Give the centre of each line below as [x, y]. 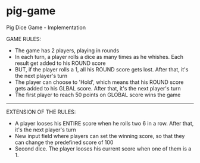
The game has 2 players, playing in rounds [67, 50]
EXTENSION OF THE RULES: [41, 112]
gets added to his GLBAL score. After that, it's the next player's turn [98, 88]
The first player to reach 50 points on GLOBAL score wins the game [98, 95]
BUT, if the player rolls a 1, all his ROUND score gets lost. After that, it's [101, 69]
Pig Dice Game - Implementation [46, 27]
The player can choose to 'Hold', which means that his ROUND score [99, 82]
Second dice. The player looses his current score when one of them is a [103, 148]
